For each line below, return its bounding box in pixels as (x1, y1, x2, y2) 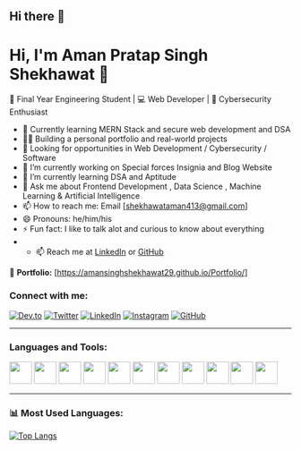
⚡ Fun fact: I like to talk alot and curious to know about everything (21, 224, 264, 234)
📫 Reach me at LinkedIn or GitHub (35, 247, 164, 258)
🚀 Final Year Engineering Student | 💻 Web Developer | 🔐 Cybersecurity (9, 94, 271, 105)
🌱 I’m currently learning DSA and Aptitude (21, 172, 176, 183)
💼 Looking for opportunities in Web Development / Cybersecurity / (21, 143, 267, 154)
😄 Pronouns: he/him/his (21, 214, 112, 225)
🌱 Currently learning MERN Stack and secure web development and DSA (21, 124, 291, 135)
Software (21, 153, 56, 164)
